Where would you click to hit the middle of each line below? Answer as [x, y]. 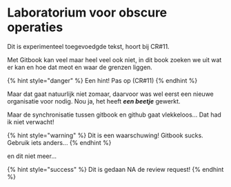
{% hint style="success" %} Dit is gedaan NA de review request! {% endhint [115, 169]
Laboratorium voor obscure [87, 13]
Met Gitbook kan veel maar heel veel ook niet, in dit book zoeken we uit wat [114, 59]
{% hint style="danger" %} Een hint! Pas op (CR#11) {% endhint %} [102, 80]
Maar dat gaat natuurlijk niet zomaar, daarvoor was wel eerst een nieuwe [110, 94]
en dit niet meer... [32, 156]
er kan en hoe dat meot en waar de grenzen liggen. [80, 67]
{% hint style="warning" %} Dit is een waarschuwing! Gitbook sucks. [105, 135]
